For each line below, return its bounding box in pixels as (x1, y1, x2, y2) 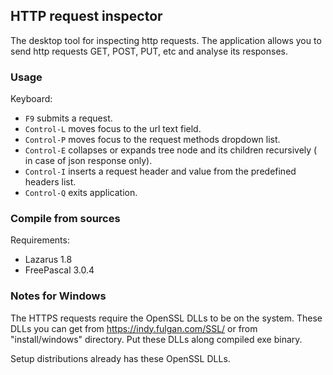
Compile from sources (10, 212, 121, 226)
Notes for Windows (10, 289, 107, 303)
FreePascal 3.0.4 (24, 264, 95, 276)
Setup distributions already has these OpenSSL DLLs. (10, 352, 231, 364)
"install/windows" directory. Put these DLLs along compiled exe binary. (10, 333, 303, 345)
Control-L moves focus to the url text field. (24, 123, 202, 135)
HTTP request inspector (10, 8, 163, 25)
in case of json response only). (24, 155, 153, 167)
